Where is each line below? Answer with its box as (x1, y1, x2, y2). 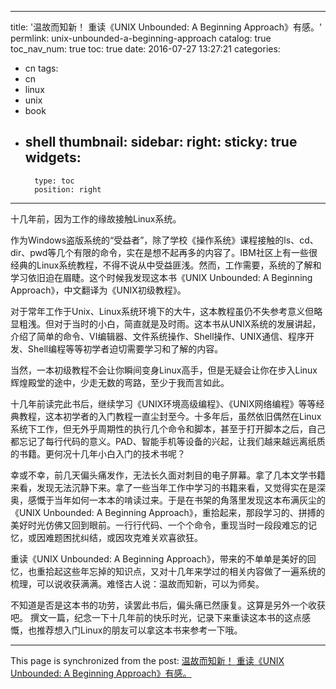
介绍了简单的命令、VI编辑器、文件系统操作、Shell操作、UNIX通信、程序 (10, 330, 306, 342)
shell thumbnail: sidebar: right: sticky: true (24, 134, 298, 151)
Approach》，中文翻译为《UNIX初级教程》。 (10, 284, 187, 296)
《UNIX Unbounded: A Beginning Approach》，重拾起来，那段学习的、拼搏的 (10, 506, 325, 518)
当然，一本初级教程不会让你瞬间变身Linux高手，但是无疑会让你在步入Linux (10, 364, 318, 376)
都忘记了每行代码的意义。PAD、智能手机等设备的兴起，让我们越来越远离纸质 (10, 435, 326, 447)
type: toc (34, 176, 75, 186)
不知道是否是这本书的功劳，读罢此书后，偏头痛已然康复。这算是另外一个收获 (10, 599, 326, 611)
